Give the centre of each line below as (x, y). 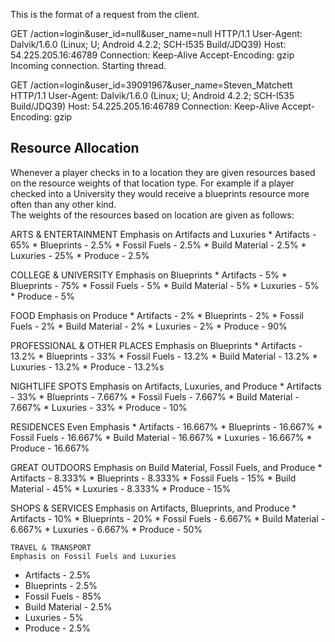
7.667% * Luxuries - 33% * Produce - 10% (99, 407)
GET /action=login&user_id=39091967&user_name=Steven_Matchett (151, 85)
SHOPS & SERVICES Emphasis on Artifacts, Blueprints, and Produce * (153, 508)
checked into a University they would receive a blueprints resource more (160, 193)
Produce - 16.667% (50, 448)
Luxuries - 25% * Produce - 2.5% (80, 255)
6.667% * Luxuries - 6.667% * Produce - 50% (106, 529)
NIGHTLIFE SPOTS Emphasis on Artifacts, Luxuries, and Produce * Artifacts (166, 386)
